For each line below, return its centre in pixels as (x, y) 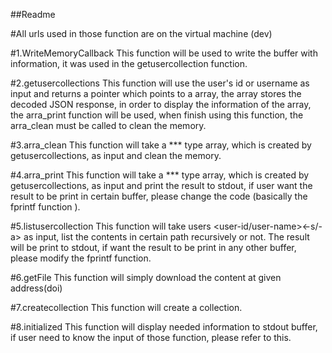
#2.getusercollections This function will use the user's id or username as (160, 83)
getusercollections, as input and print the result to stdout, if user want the (161, 185)
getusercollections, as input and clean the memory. (116, 155)
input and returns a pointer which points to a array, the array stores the (156, 93)
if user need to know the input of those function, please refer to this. (151, 337)
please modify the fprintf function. (81, 258)
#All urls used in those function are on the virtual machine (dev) (141, 33)
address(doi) (36, 288)
